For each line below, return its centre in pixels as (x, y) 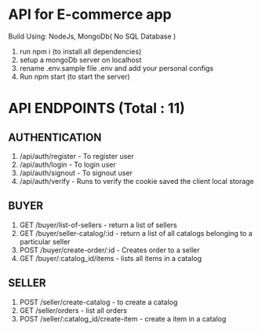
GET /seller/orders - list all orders (73, 310)
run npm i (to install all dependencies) (80, 51)
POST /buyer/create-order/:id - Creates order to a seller (109, 250)
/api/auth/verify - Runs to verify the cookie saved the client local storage (137, 181)
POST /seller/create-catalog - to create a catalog (98, 302)
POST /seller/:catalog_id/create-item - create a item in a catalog (123, 318)
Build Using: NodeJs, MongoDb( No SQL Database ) (92, 36)
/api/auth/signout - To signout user (76, 173)
